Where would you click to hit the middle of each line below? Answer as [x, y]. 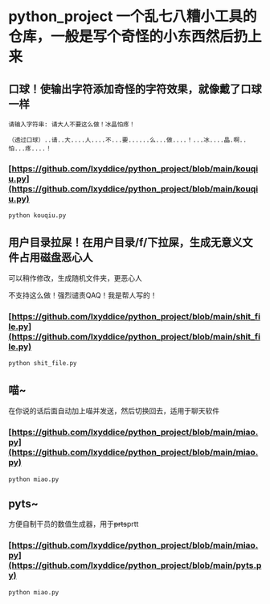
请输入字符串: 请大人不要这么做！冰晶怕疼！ [72, 125]
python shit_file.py [43, 364]
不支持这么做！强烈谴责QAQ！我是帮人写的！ [83, 295]
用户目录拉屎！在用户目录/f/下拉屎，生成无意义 [125, 242]
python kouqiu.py [37, 216]
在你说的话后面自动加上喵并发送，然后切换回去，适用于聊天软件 [114, 411]
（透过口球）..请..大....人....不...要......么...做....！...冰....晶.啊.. [128, 140]
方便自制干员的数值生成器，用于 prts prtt [74, 524]
